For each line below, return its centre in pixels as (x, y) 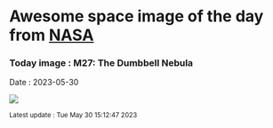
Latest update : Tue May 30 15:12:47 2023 (73, 116)
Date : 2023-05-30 (44, 83)
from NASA (52, 35)
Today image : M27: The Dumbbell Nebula (101, 63)
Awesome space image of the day (136, 16)
